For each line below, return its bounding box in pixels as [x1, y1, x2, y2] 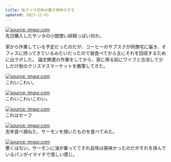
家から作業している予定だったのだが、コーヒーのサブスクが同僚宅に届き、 [5, 43, 162, 49]
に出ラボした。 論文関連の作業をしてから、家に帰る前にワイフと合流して [5, 56, 159, 62]
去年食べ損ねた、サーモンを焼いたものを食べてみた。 [5, 128, 118, 134]
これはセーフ [5, 112, 32, 118]
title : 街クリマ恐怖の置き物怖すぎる [5, 7, 75, 13]
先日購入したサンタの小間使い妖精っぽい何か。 [5, 32, 104, 39]
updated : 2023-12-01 [5, 12, 50, 17]
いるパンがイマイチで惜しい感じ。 [5, 151, 78, 157]
